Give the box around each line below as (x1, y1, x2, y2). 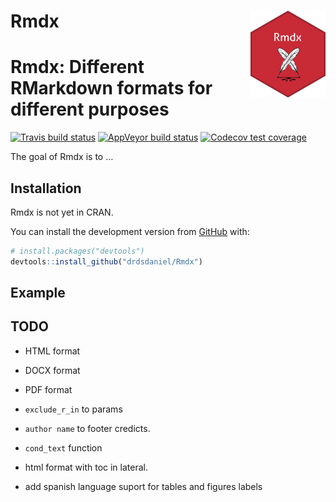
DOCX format (24, 364, 81, 376)
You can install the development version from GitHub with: (10, 225, 250, 237)
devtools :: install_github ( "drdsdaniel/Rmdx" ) (10, 256, 203, 267)
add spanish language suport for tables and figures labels (24, 480, 263, 492)
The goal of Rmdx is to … (10, 151, 114, 163)
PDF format (24, 383, 73, 395)
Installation (10, 180, 82, 197)
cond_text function (24, 441, 103, 454)
